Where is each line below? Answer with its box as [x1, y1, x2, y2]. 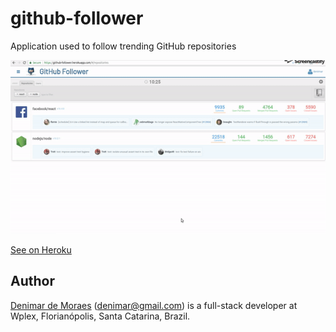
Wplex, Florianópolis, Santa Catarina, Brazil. [10, 310, 191, 322]
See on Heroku [10, 244, 72, 256]
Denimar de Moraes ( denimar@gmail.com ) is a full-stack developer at [10, 299, 298, 311]
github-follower [10, 7, 144, 30]
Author [10, 273, 55, 290]
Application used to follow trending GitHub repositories [10, 40, 237, 52]
